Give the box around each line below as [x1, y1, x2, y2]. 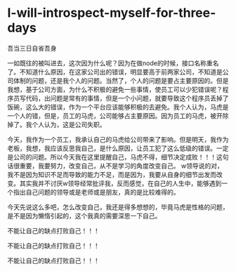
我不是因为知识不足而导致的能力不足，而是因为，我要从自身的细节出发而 [7, 170, 216, 178]
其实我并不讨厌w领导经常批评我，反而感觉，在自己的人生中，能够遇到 [19, 179, 222, 187]
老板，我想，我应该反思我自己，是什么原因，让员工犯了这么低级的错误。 [7, 144, 216, 152]
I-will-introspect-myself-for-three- [7, 5, 216, 21]
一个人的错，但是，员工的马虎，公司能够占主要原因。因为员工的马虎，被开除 [7, 111, 229, 120]
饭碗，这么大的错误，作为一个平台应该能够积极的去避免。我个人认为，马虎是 [7, 103, 229, 111]
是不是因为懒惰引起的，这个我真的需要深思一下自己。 [7, 211, 162, 220]
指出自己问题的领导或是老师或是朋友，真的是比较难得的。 [13, 187, 180, 196]
